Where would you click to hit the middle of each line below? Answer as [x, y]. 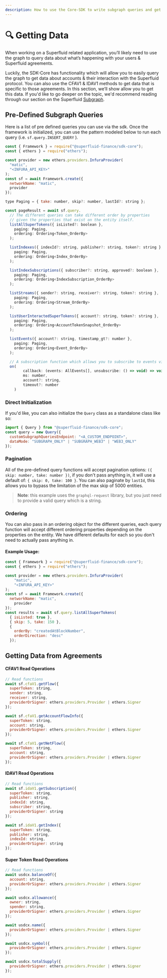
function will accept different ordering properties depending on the [74, 530]
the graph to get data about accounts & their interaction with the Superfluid [82, 78]
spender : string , [28, 907]
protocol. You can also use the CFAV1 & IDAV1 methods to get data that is [80, 83]
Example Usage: [22, 551]
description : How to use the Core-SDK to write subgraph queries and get [83, 10]
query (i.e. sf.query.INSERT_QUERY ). [42, 137]
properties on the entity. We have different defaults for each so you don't [80, 535]
